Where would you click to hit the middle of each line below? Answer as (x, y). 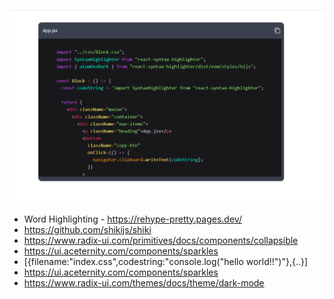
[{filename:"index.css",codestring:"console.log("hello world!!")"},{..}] (166, 261)
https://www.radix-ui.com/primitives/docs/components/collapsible (161, 240)
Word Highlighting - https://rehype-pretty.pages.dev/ (132, 219)
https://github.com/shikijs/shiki (87, 229)
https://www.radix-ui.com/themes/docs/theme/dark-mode (144, 282)
